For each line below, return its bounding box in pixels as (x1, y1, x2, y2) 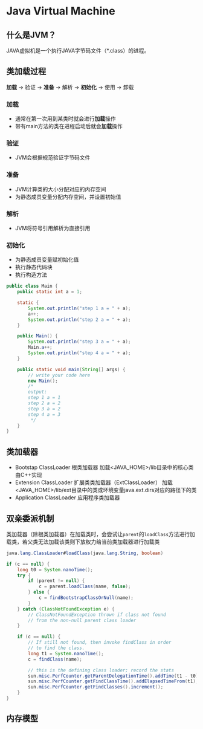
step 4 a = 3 (28, 411, 61, 418)
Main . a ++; (28, 345, 53, 351)
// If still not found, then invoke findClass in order (28, 640, 172, 646)
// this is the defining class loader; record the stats (28, 667, 174, 673)
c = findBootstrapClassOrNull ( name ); (38, 595, 134, 601)
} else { (28, 589, 50, 595)
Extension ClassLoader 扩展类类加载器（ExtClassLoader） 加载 (14, 479, 173, 486)
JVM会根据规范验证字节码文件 (14, 154, 91, 161)
